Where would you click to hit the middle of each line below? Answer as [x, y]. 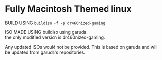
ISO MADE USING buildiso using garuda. [46, 32]
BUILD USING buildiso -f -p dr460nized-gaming [55, 23]
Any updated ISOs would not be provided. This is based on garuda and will [81, 47]
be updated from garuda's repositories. [45, 52]
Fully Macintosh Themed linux [69, 9]
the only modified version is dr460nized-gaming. [55, 37]
